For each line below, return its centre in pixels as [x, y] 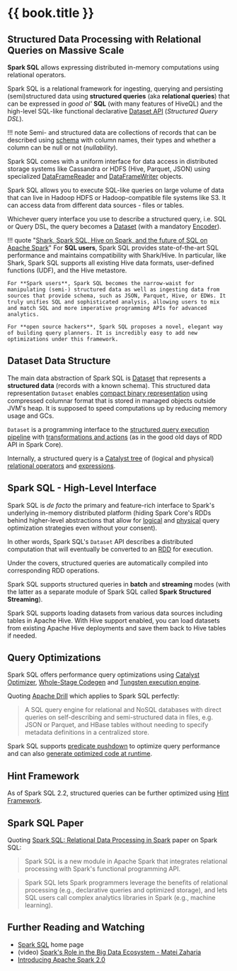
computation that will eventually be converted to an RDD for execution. [110, 549]
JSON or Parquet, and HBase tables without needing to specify [116, 725]
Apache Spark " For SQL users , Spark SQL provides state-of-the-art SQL [113, 248]
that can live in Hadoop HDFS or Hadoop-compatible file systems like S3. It [117, 198]
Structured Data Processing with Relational [104, 39]
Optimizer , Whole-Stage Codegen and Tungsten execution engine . [104, 682]
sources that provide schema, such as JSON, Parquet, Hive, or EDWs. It [117, 296]
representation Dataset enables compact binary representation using [108, 393]
